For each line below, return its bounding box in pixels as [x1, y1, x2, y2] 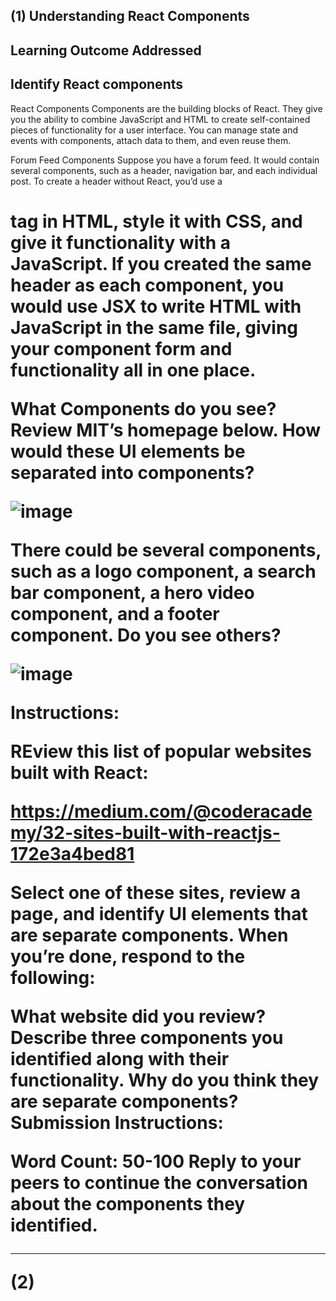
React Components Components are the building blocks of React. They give [10, 102, 323, 114]
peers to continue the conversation [10, 1171, 309, 1194]
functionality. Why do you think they [10, 1069, 320, 1091]
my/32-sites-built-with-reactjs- [10, 821, 281, 844]
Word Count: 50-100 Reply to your [10, 1150, 302, 1173]
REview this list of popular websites [10, 740, 312, 763]
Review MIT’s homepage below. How [10, 419, 322, 441]
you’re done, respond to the [10, 945, 246, 968]
